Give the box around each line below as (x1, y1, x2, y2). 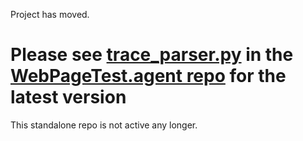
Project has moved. (10, 9, 90, 20)
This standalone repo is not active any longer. (10, 119, 198, 131)
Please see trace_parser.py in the (10, 44, 294, 66)
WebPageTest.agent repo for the (10, 65, 287, 88)
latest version (10, 86, 127, 109)
